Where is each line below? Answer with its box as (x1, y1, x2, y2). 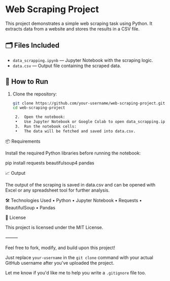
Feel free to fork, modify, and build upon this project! (5, 244, 115, 251)
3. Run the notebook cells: (15, 124, 77, 129)
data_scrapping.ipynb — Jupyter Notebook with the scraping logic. (12, 57, 153, 63)
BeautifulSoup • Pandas (5, 204, 56, 210)
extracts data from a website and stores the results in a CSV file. (5, 25, 140, 32)
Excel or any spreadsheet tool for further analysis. (5, 187, 110, 193)
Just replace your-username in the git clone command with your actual (5, 254, 153, 260)
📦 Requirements (5, 138, 41, 144)
